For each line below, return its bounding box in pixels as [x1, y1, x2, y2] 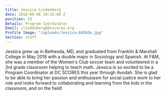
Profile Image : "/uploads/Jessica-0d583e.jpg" [5, 30, 103, 35]
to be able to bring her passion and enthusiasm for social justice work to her [5, 75, 161, 81]
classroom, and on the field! [5, 85, 63, 91]
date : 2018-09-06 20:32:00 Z [5, 12, 66, 17]
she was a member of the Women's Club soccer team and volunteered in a [5, 59, 158, 65]
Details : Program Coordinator [5, 21, 68, 26]
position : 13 [5, 16, 32, 21]
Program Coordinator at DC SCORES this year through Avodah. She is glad [5, 69, 158, 75]
